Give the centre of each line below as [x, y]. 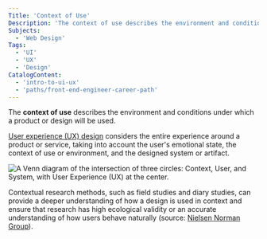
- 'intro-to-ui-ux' [48, 82]
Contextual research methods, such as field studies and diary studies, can [130, 193]
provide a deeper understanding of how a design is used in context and [125, 201]
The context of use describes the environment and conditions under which [131, 112]
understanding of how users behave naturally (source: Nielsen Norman [124, 218]
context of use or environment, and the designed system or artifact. [119, 153]
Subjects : [25, 30]
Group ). [21, 226]
